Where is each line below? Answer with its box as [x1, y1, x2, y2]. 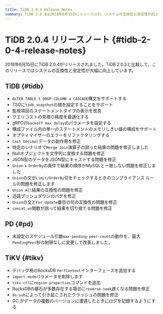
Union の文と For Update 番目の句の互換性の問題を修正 [12, 199, 117, 205]
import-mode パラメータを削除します [12, 274, 83, 279]
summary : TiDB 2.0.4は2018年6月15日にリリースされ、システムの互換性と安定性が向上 [5, 12, 159, 17]
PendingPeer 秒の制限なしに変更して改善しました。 [12, 239, 113, 245]
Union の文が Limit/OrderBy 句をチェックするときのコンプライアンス [12, 175, 145, 181]
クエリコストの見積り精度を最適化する [12, 114, 89, 120]
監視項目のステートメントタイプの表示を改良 [12, 108, 102, 114]
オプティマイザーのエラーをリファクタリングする [12, 132, 110, 138]
